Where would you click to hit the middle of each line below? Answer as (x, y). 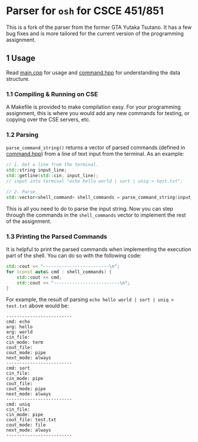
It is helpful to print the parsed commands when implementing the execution (99, 249)
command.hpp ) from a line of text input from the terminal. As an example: (95, 154)
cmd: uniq (18, 405)
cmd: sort (18, 368)
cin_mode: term (25, 343)
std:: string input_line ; (37, 170)
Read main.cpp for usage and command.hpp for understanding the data (93, 73)
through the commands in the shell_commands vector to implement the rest (96, 215)
